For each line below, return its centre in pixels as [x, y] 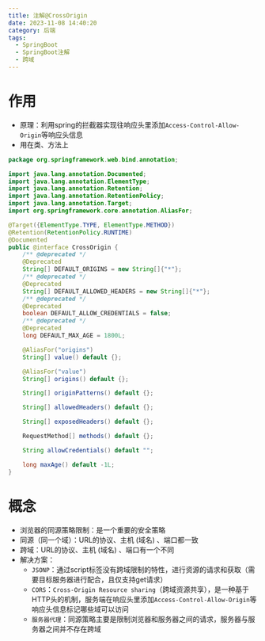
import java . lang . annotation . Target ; [70, 204]
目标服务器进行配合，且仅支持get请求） [103, 579]
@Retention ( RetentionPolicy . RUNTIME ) [70, 232]
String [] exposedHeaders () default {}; [88, 422]
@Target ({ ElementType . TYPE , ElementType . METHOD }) [92, 225]
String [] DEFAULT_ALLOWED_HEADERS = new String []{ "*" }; [117, 291]
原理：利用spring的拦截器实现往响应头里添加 [93, 124]
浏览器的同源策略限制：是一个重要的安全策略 [93, 530]
